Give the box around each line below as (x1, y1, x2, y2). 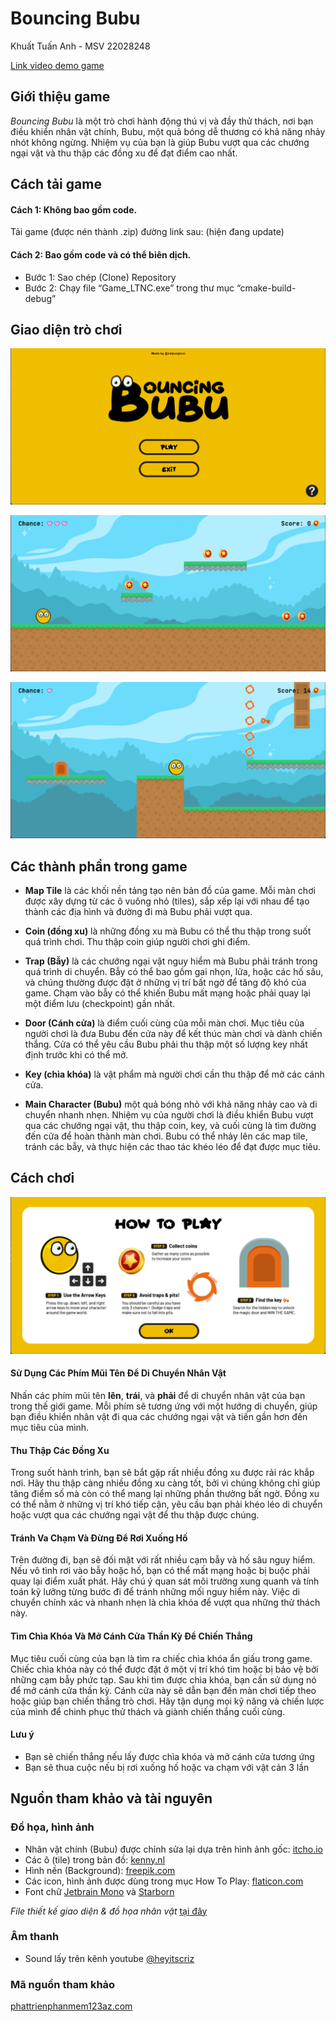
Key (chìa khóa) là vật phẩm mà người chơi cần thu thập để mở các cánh (24, 1068, 325, 1080)
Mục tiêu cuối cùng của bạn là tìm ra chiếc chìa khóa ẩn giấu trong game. (10, 1652, 313, 1664)
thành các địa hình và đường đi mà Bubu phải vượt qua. (24, 906, 253, 917)
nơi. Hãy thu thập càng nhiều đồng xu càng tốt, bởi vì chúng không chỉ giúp (10, 1477, 321, 1489)
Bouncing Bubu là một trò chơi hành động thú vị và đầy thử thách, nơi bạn (10, 115, 314, 127)
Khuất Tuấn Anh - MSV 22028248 (10, 40, 151, 52)
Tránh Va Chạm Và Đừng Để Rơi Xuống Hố (10, 1532, 188, 1544)
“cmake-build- (236, 282, 297, 294)
